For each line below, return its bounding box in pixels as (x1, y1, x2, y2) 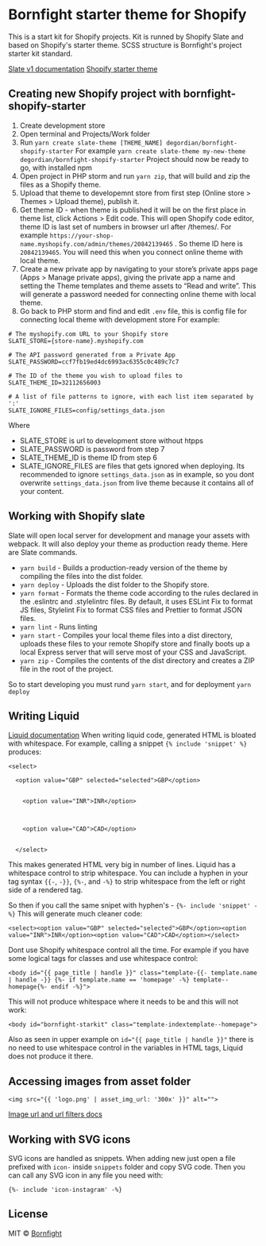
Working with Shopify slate (8, 510, 145, 523)
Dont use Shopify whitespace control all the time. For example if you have (8, 945, 249, 955)
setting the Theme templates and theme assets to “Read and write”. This (19, 280, 256, 291)
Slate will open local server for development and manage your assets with (8, 530, 250, 540)
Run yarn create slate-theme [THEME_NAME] (19, 137, 164, 147)
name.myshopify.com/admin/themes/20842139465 (19, 240, 173, 248)
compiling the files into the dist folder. (19, 571, 144, 581)
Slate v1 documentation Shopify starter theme (8, 64, 158, 73)
